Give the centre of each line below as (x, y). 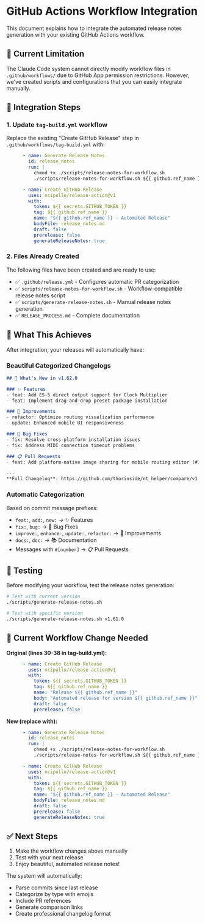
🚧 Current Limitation (45, 54)
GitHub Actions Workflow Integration (102, 11)
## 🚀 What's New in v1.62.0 (42, 378)
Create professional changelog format (63, 914)
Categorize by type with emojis (54, 894)
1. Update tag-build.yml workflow (57, 125)
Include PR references (43, 901)
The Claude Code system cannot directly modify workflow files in (88, 69)
